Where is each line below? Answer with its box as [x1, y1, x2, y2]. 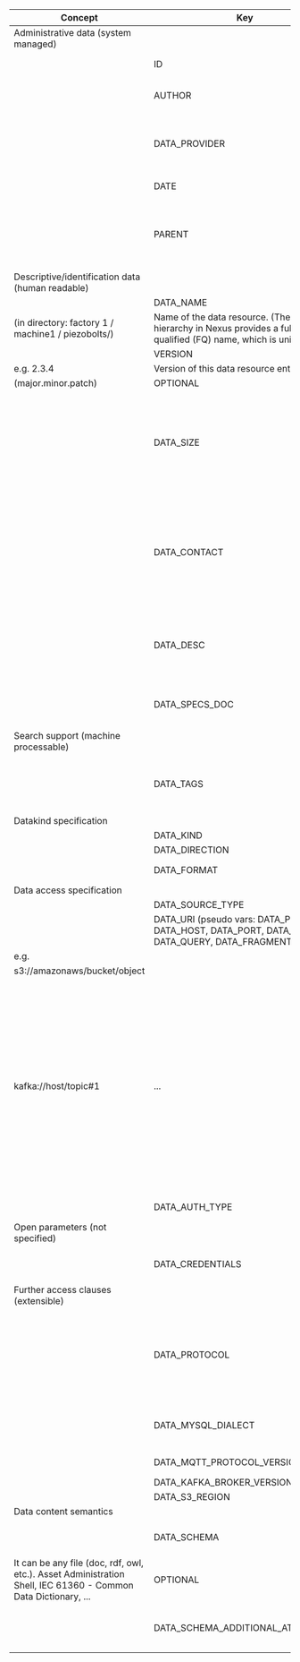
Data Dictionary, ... [13, 1590, 91, 1602]
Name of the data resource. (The [153, 311, 291, 323]
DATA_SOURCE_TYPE [153, 899, 245, 911]
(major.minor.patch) [13, 377, 98, 389]
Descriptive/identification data [13, 270, 141, 283]
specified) [13, 1232, 56, 1244]
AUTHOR [153, 90, 192, 101]
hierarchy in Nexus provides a [153, 322, 279, 334]
